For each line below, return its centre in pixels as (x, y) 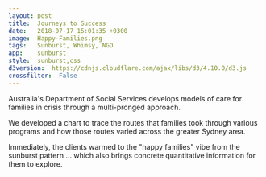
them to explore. (35, 164)
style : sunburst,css (45, 61)
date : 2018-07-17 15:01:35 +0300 (68, 31)
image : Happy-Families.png (56, 38)
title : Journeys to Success (57, 23)
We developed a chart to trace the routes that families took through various (133, 122)
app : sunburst (37, 53)
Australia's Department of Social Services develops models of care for (125, 98)
